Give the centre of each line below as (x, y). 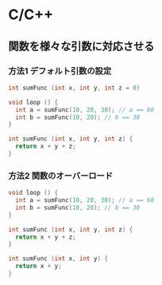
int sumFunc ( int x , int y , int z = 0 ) (74, 88)
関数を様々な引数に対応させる (81, 46)
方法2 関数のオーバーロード (61, 176)
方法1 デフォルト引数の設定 (60, 71)
